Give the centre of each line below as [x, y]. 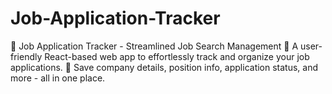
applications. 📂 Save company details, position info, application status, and [164, 67]
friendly [26, 56]
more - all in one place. [58, 78]
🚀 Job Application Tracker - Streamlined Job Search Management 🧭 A [154, 46]
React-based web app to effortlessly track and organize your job [177, 56]
